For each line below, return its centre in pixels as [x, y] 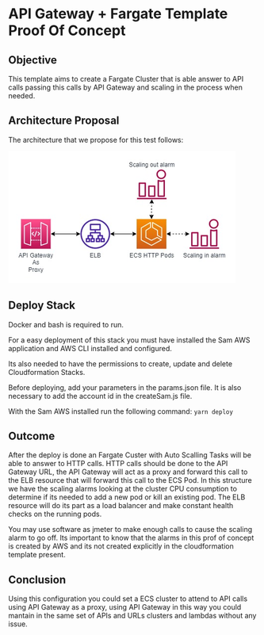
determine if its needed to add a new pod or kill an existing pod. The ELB [127, 497]
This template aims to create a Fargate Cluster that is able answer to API [126, 79]
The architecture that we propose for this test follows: [96, 140]
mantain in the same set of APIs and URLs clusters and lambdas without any [132, 616]
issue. [18, 624]
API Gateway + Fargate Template [118, 14]
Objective [33, 60]
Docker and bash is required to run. [66, 324]
